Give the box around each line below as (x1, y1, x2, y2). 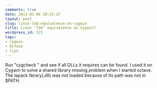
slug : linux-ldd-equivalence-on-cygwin (5, 21, 87, 26)
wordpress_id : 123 (5, 30, 43, 35)
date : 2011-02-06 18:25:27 (5, 12, 61, 17)
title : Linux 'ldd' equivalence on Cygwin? (5, 26, 96, 30)
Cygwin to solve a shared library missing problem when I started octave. (5, 67, 152, 73)
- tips (5, 48, 19, 53)
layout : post (5, 16, 32, 21)
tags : (5, 35, 16, 40)
